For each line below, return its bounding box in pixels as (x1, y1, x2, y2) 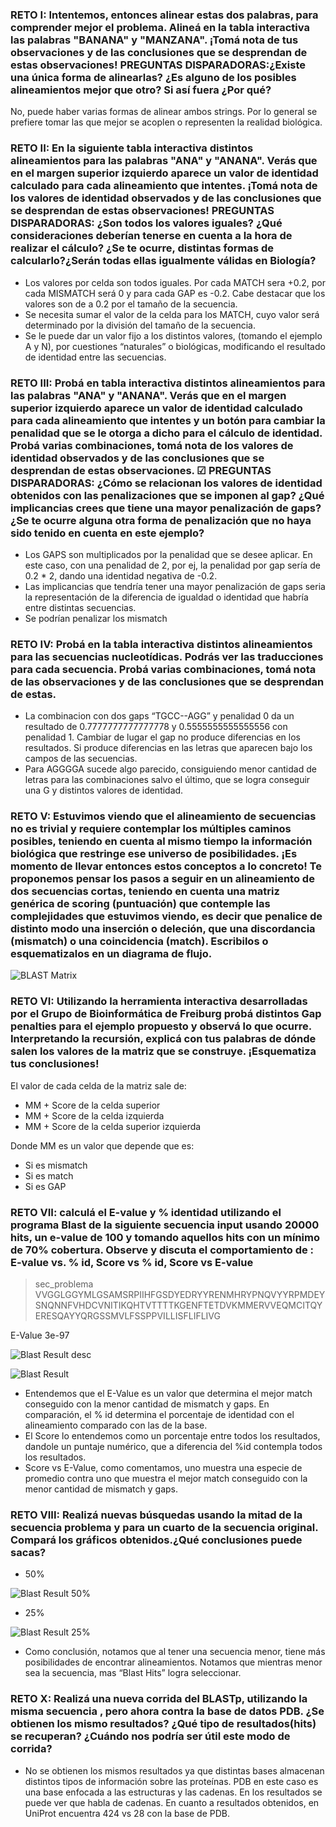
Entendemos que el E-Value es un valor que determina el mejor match (24, 1388, 313, 1400)
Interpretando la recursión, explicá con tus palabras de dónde (10, 1032, 317, 1046)
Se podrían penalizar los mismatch (24, 612, 168, 624)
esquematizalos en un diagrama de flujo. (10, 947, 213, 961)
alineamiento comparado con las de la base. (24, 1419, 208, 1432)
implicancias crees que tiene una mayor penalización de (10, 501, 289, 515)
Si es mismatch (24, 1159, 88, 1171)
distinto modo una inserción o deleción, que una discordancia (10, 922, 316, 936)
